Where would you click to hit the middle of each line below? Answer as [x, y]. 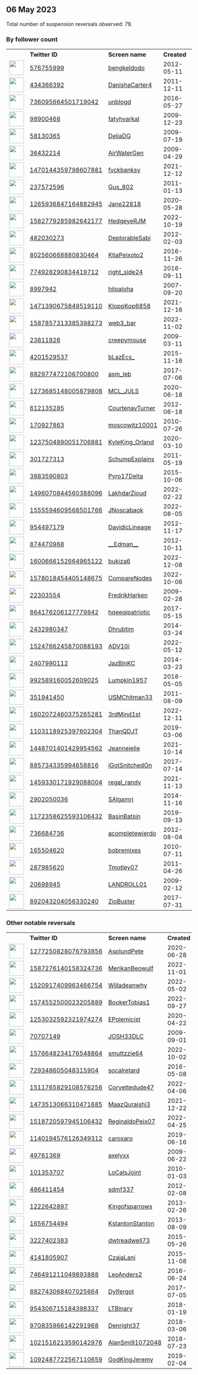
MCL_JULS [123, 391]
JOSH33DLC [126, 1037]
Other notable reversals [41, 923]
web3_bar [122, 323]
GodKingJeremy [131, 1360]
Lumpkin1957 [128, 680]
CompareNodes [130, 578]
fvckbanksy [124, 170]
